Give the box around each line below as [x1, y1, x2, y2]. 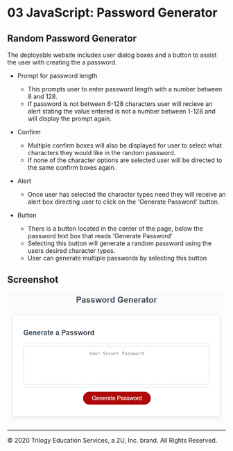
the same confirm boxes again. [27, 163, 116, 171]
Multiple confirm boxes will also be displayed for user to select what [27, 141, 222, 150]
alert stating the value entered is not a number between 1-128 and [27, 107, 216, 115]
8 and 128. [27, 92, 58, 100]
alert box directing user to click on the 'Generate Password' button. [27, 197, 220, 206]
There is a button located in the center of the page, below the [27, 224, 203, 233]
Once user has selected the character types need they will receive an [27, 191, 227, 198]
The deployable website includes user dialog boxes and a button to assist [7, 51, 217, 59]
